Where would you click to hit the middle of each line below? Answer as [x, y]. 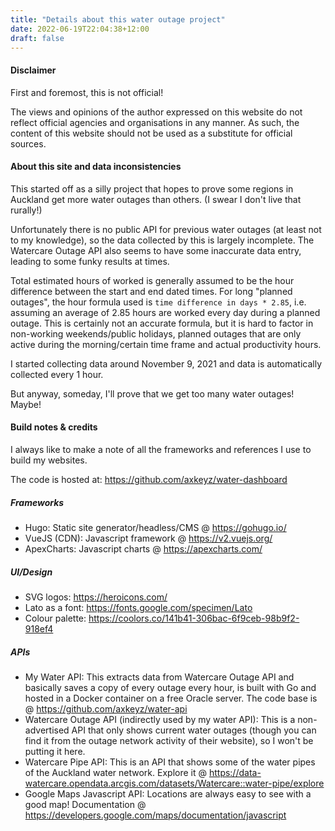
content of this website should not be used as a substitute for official [151, 133]
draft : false [37, 38]
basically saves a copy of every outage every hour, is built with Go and [170, 687]
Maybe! [26, 404]
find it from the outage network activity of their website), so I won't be [169, 740]
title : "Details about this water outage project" [118, 19]
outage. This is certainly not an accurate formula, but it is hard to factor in [162, 323]
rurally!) [26, 210]
